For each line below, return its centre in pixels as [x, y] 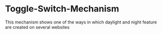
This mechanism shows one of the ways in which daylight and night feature [81, 22]
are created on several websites [37, 27]
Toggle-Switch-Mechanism [62, 9]
